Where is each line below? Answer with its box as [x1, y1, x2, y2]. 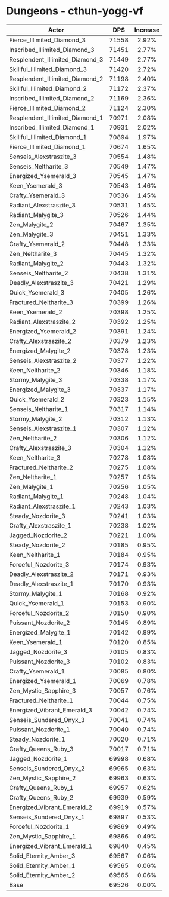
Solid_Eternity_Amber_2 [9, 871, 76, 879]
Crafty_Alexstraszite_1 [9, 521, 72, 529]
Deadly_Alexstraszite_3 [9, 278, 74, 287]
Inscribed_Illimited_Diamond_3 [9, 45, 95, 54]
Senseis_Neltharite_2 [9, 269, 68, 277]
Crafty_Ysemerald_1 [9, 667, 65, 675]
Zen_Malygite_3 [9, 230, 54, 238]
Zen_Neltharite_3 [9, 249, 57, 258]
